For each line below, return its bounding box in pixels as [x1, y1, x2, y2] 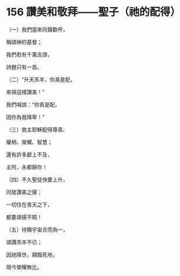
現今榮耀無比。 [6, 263, 42, 271]
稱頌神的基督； [6, 38, 42, 45]
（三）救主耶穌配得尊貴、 [6, 126, 68, 133]
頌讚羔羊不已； [6, 238, 42, 245]
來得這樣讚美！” [6, 88, 45, 95]
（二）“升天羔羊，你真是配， [6, 76, 76, 83]
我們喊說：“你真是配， [6, 101, 61, 108]
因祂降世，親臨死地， [6, 251, 58, 258]
